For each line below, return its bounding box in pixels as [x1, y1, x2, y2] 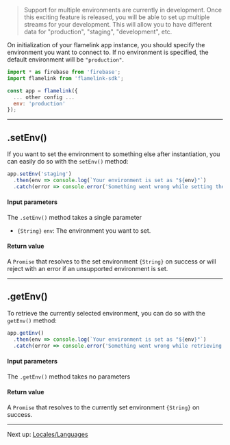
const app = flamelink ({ [7, 87, 78, 94]
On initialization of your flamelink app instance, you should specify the [7, 41, 205, 49]
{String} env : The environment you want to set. [16, 226, 151, 235]
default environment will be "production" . [7, 55, 125, 64]
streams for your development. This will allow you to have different [23, 21, 212, 28]
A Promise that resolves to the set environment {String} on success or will [7, 257, 217, 266]
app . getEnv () [7, 329, 44, 336]
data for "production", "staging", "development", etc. [23, 27, 172, 36]
